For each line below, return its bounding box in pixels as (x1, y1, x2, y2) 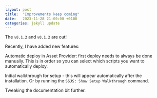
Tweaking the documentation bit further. (5, 87, 86, 93)
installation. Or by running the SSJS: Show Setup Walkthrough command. (5, 78, 150, 84)
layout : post (5, 7, 32, 12)
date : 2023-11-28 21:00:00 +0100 (5, 16, 78, 21)
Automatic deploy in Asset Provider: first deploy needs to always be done (5, 53, 153, 59)
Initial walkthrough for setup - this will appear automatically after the (5, 73, 142, 78)
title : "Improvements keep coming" (5, 12, 79, 17)
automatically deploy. (5, 63, 48, 69)
